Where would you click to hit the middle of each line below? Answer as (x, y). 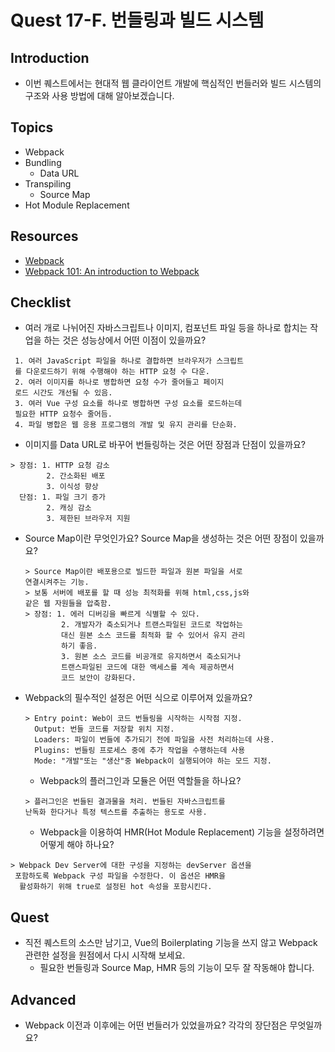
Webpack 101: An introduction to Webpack (112, 271)
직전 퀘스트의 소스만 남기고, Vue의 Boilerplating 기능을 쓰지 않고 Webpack (171, 943)
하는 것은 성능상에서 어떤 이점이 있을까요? (125, 340)
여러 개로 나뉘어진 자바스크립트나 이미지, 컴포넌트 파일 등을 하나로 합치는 (166, 328)
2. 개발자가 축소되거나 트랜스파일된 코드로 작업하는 (152, 625)
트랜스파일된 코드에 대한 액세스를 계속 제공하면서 (148, 667)
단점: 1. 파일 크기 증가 (62, 497)
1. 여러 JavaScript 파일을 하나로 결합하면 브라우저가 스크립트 (129, 361)
